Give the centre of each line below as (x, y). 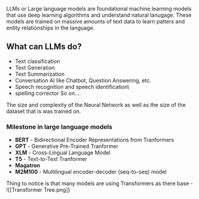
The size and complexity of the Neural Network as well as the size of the (96, 105)
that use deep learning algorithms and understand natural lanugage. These (99, 15)
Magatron (27, 165)
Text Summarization (40, 74)
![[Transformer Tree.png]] (38, 190)
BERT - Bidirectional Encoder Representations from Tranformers (94, 140)
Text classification (37, 61)
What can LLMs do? (44, 47)
